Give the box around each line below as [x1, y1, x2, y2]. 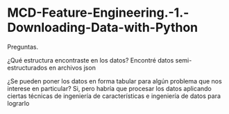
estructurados [7, 63, 48, 72]
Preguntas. [7, 42, 39, 51]
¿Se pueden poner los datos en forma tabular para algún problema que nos [7, 76, 222, 85]
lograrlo [7, 99, 30, 107]
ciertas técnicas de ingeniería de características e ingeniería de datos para [7, 92, 221, 100]
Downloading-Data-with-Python [7, 19, 198, 35]
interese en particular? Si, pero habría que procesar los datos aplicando [7, 84, 212, 92]
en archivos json [48, 63, 96, 72]
